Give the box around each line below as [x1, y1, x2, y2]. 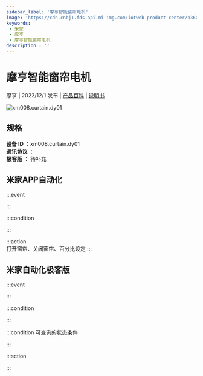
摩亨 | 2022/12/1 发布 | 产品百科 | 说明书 [6, 91, 105, 99]
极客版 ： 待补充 [6, 155, 47, 162]
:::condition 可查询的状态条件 [6, 329, 79, 336]
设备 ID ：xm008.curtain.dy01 [6, 140, 80, 147]
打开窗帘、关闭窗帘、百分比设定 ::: [6, 245, 92, 252]
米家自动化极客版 [6, 265, 70, 275]
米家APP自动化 [6, 175, 62, 185]
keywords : [6, 20, 31, 26]
